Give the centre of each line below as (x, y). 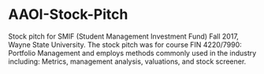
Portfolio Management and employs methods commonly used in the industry (132, 53)
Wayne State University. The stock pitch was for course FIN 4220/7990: (125, 44)
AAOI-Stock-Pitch (68, 15)
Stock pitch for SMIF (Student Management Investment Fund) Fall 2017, (123, 36)
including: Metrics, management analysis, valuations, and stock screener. (127, 61)
